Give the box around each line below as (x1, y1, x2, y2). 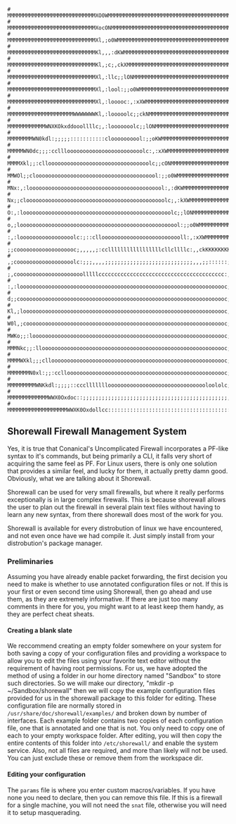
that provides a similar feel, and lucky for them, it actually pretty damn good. (7, 466, 228, 475)
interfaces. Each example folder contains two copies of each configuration (7, 716, 223, 725)
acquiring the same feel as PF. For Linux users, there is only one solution (7, 459, 218, 468)
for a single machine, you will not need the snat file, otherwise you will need (7, 801, 227, 809)
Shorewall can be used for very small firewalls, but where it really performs (7, 487, 225, 496)
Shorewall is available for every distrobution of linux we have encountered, (7, 524, 223, 532)
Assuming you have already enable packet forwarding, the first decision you (7, 573, 228, 581)
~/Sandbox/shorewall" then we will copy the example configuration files (7, 687, 216, 695)
